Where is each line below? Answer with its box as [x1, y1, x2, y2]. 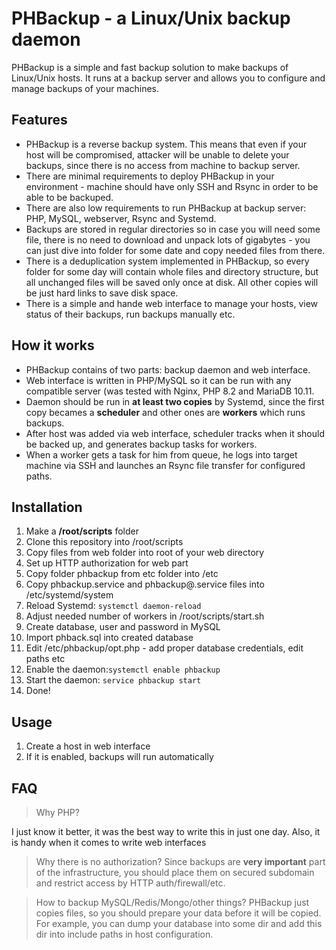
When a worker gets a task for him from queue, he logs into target [25, 448, 298, 461]
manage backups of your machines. [11, 82, 160, 94]
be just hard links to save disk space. [25, 287, 179, 299]
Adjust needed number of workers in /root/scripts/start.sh [25, 610, 265, 622]
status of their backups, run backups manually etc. [25, 308, 236, 320]
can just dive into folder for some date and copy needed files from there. [25, 244, 326, 256]
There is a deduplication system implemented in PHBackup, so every [25, 255, 310, 267]
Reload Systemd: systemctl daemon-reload [25, 600, 202, 612]
